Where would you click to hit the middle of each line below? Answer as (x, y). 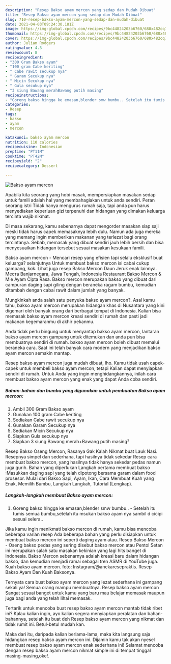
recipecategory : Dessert (32, 166)
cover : (12, 39)
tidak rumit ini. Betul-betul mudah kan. (45, 624)
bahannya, (16, 619)
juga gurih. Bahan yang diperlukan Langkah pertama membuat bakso (78, 467)
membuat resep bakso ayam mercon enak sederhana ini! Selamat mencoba (84, 645)
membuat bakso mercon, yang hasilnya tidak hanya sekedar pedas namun (83, 462)
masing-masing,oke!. (27, 656)
